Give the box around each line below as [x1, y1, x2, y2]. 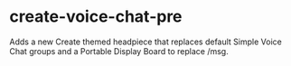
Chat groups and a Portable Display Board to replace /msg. [9, 45, 229, 56]
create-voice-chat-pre [9, 6, 183, 27]
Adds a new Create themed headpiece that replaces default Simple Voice [9, 36, 282, 47]
